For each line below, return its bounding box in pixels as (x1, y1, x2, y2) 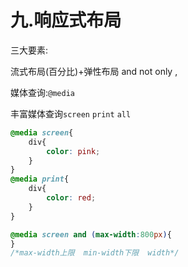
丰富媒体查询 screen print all (10, 107, 132, 120)
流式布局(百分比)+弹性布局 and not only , (10, 65, 178, 77)
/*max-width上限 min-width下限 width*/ (10, 248, 180, 258)
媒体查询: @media (10, 86, 75, 98)
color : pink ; (46, 146, 101, 156)
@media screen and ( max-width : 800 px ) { (10, 229, 172, 240)
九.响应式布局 (10, 9, 122, 32)
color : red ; (46, 193, 97, 203)
